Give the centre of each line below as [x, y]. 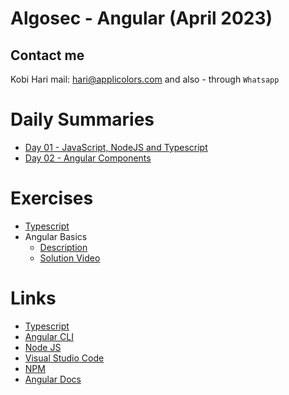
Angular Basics [56, 236]
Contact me [47, 55]
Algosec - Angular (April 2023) [141, 18]
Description [63, 247]
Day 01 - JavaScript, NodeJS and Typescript [116, 147]
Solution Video [70, 258]
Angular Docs [53, 379]
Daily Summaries [82, 119]
